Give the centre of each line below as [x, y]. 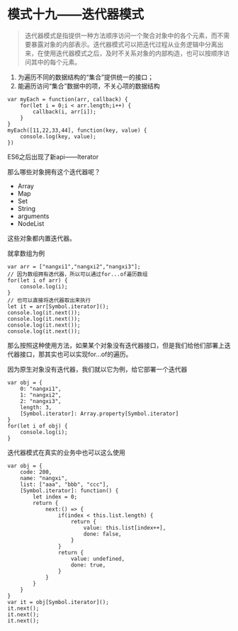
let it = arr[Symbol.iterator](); [58, 306]
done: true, [88, 565]
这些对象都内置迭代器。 [41, 238]
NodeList [31, 223]
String [27, 208]
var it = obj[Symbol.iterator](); [58, 602]
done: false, [102, 534]
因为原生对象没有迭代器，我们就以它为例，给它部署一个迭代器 [97, 369]
